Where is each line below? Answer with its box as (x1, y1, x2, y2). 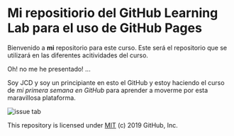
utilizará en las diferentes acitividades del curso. (7, 51, 149, 59)
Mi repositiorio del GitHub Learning (7, 5, 218, 21)
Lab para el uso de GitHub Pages (7, 20, 202, 36)
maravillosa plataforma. (7, 93, 76, 102)
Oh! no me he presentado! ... (7, 64, 91, 73)
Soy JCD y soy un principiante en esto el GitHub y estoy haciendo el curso (7, 78, 225, 86)
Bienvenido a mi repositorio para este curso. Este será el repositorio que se (7, 43, 228, 52)
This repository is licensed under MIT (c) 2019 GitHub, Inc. (7, 120, 179, 129)
